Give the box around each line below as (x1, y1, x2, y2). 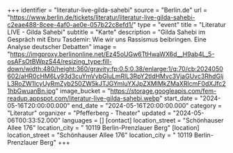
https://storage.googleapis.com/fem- (110, 87, 217, 95)
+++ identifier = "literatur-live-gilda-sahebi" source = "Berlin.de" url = (7, 6, 207, 14)
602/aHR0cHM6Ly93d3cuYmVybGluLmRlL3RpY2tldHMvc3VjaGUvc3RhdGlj (7, 72, 224, 80)
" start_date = (159, 94, 199, 102)
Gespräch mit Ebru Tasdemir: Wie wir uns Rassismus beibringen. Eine (7, 35, 207, 44)
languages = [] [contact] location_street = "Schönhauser (62, 116, 224, 124)
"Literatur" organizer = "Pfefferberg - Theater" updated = (7, 109, 172, 117)
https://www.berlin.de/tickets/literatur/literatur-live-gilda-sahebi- (10, 13, 195, 21)
